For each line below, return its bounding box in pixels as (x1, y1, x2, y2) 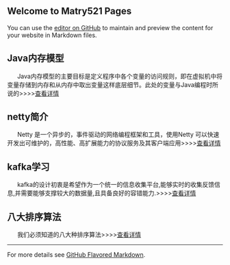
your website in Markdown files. (7, 31, 97, 39)
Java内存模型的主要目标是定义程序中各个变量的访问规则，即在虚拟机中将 (16, 72, 222, 80)
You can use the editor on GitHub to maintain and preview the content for (7, 23, 214, 31)
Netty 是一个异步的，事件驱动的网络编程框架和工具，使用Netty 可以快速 (16, 130, 220, 139)
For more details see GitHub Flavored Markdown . (7, 251, 146, 259)
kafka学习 (7, 161, 50, 173)
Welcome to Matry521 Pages (7, 5, 132, 17)
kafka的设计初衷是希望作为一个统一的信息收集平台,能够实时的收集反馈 (16, 181, 214, 189)
